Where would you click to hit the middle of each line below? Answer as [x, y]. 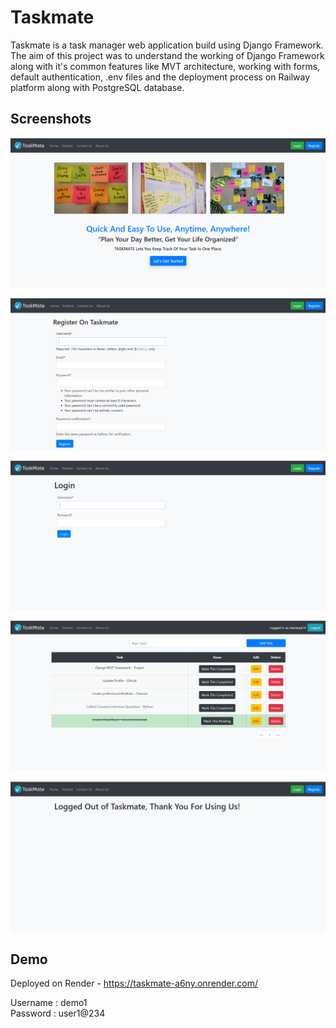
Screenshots [51, 119]
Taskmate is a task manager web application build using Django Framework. [167, 45]
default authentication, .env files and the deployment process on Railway [160, 77]
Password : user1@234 [58, 1013]
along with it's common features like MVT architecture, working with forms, [165, 66]
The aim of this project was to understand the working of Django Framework [167, 55]
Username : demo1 [49, 1003]
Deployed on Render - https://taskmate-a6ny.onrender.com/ [134, 983]
